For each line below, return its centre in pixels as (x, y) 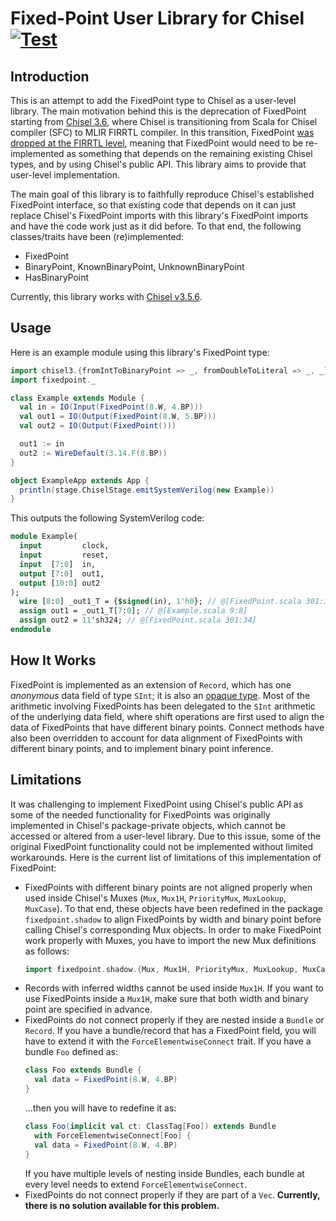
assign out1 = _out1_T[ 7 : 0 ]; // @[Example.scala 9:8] (133, 611)
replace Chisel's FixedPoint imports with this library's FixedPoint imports (159, 215)
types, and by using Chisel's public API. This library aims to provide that (158, 164)
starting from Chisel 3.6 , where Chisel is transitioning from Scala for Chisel (164, 121)
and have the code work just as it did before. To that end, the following (156, 226)
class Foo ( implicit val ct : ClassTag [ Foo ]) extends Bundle (150, 1127)
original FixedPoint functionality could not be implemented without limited (161, 846)
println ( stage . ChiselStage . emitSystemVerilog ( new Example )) (147, 490)
